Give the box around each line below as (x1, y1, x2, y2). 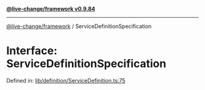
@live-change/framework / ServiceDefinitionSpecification (6, 22, 152, 30)
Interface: (6, 44, 58, 58)
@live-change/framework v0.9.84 (6, 5, 96, 12)
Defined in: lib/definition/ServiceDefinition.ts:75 (6, 77, 126, 84)
